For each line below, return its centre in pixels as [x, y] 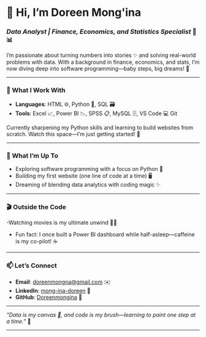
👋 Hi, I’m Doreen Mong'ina [74, 13]
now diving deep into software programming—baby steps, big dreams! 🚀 [98, 69]
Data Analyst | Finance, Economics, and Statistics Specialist [99, 32]
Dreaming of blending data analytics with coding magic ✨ [88, 185]
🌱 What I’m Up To [32, 156]
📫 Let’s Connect [32, 266]
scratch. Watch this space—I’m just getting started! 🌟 [74, 134]
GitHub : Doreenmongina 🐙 [49, 297]
